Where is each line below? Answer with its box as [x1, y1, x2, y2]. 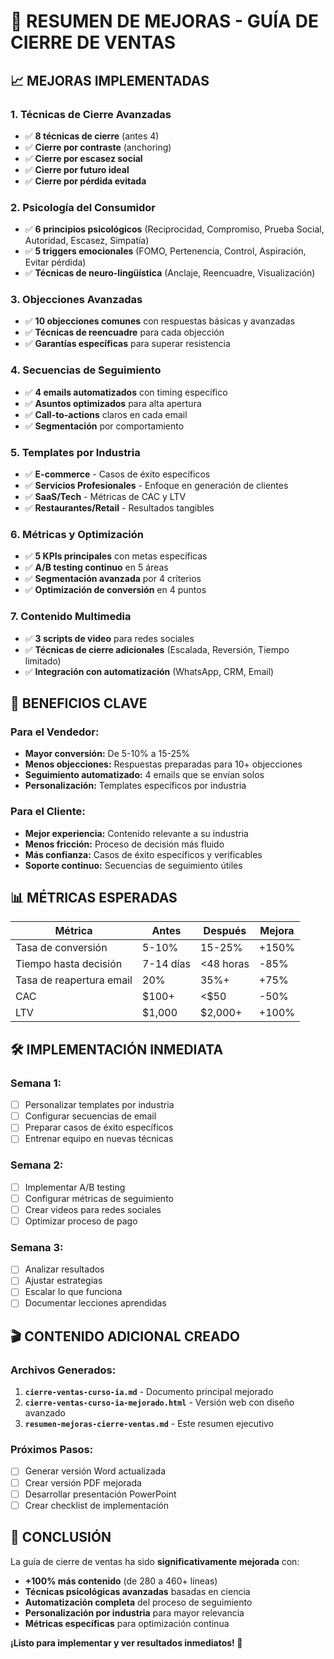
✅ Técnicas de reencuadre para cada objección [24, 326, 225, 339]
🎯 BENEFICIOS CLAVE [10, 695, 148, 712]
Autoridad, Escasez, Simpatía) [24, 235, 150, 247]
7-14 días [142, 957, 191, 971]
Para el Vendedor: [10, 725, 100, 739]
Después [203, 924, 247, 938]
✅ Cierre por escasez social [24, 152, 143, 164]
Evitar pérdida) [24, 256, 87, 269]
